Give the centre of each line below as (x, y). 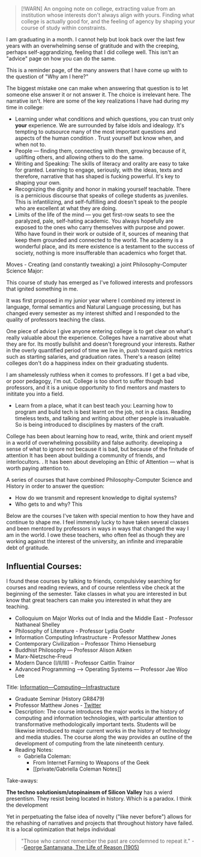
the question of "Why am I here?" (47, 77)
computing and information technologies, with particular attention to (99, 718)
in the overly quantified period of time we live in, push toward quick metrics (100, 350)
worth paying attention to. (38, 468)
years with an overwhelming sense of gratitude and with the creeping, (93, 46)
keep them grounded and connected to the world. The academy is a (99, 240)
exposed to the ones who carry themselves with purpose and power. (100, 227)
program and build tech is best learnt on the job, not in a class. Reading (103, 412)
